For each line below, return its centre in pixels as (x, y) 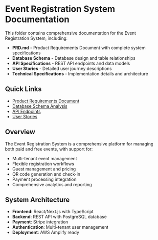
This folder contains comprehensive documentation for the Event (70, 33)
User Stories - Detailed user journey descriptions (62, 68)
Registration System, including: (36, 38)
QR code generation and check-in (46, 174)
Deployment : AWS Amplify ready (46, 232)
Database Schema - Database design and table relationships (74, 58)
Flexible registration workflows (43, 164)
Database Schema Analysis (40, 106)
